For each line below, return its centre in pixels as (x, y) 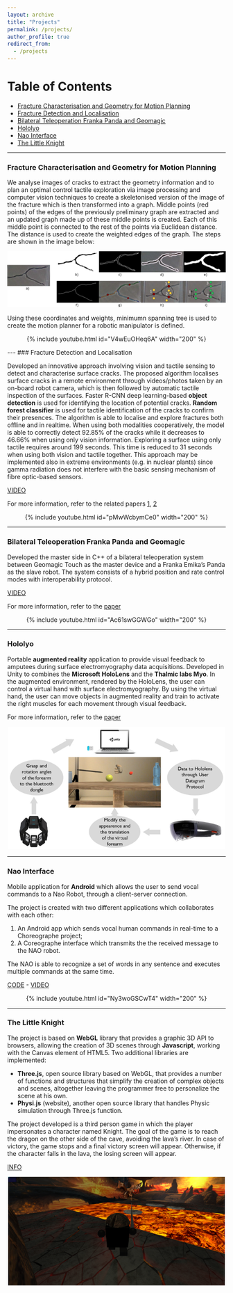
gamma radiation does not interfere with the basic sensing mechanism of (112, 469)
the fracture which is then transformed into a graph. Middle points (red (108, 204)
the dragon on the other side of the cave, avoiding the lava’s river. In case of (116, 1139)
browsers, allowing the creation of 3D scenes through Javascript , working (114, 1045)
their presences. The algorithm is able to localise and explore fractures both (115, 418)
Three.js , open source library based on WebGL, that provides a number (119, 1073)
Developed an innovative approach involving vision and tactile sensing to (111, 366)
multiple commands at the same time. (61, 971)
